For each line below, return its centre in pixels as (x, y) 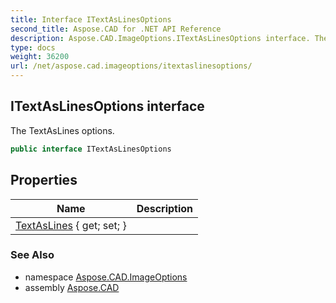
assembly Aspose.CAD (72, 287)
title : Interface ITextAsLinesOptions (91, 19)
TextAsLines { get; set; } (71, 225)
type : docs (33, 47)
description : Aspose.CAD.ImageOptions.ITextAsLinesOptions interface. (160, 38)
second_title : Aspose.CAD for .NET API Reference (116, 29)
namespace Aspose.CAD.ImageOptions (106, 277)
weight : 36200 (40, 57)
